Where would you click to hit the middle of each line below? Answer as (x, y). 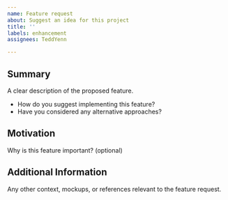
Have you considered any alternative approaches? (90, 111)
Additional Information (57, 172)
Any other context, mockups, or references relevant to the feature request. (114, 189)
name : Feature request (40, 14)
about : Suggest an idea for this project (68, 20)
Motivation (31, 133)
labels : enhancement (37, 33)
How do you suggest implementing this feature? (86, 104)
